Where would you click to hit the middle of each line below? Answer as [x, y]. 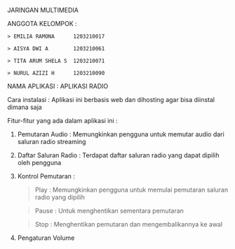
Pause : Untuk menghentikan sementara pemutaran [109, 211]
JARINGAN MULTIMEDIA [43, 10]
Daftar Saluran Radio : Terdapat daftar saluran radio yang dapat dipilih [118, 155]
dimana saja [25, 107]
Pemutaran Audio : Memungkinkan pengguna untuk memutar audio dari [121, 134]
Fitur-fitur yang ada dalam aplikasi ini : [62, 121]
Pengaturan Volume [46, 238]
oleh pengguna [39, 163]
